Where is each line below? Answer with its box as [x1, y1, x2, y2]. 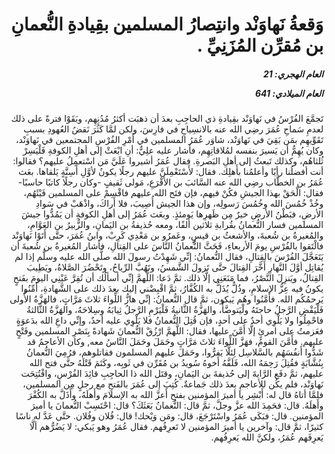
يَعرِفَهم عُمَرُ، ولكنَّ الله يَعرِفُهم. [211, 431, 324, 443]
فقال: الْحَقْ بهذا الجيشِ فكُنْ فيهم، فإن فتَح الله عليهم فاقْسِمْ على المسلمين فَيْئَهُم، [23, 187, 324, 199]
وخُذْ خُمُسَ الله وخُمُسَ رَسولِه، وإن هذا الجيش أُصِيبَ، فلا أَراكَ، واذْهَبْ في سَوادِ [35, 198, 324, 210]
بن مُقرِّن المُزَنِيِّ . [196, 34, 324, 57]
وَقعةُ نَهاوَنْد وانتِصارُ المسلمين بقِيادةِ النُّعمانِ [10, 13, 324, 36]
